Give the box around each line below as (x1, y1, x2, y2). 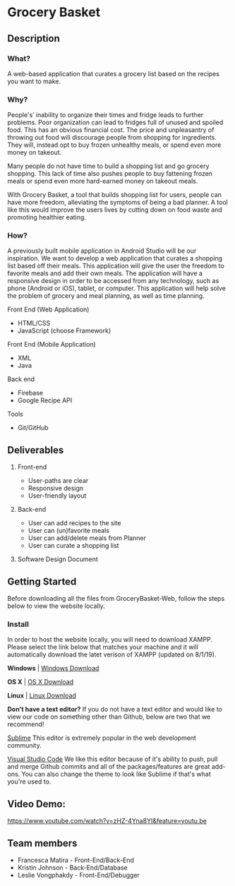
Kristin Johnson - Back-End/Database (17, 863, 128, 872)
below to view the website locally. (7, 601, 106, 611)
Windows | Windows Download (7, 664, 100, 673)
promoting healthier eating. (7, 213, 87, 222)
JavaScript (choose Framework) (17, 326, 112, 335)
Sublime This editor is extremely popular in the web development (7, 734, 196, 742)
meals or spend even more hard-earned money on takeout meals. (7, 177, 198, 186)
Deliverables (7, 444, 64, 456)
